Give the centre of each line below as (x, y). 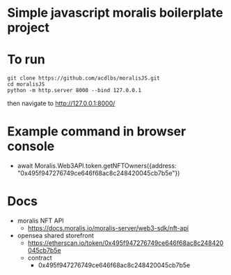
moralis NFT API (40, 221)
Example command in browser (97, 132)
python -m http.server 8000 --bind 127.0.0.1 (74, 91)
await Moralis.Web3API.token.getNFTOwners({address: (97, 166)
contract (40, 258)
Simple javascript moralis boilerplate (115, 13)
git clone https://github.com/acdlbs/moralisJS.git (83, 78)
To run (26, 60)
